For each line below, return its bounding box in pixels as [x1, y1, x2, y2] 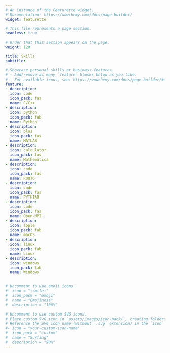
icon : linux [10, 242, 35, 247]
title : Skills [5, 54, 35, 59]
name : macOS [10, 232, 35, 238]
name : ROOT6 [10, 176, 35, 181]
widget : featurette [5, 17, 47, 22]
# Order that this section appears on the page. [5, 40, 110, 45]
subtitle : [5, 58, 26, 63]
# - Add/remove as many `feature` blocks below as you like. [5, 72, 137, 77]
